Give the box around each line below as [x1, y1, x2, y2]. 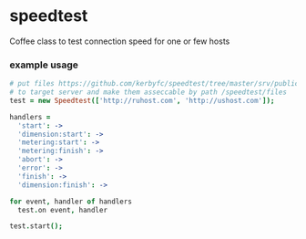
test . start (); [9, 222, 64, 231]
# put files [9, 79, 55, 88]
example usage [9, 58, 79, 71]
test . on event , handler [17, 205, 107, 214]
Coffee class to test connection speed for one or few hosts [9, 36, 230, 47]
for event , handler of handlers [9, 197, 132, 206]
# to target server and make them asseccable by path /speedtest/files [9, 88, 287, 97]
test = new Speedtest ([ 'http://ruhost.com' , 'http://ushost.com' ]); [9, 96, 275, 105]
